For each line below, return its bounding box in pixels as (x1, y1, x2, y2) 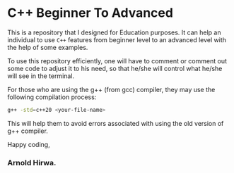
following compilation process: (7, 93, 97, 101)
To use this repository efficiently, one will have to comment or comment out (7, 56, 228, 65)
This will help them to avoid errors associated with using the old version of (7, 119, 224, 127)
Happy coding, (7, 140, 51, 148)
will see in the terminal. (7, 72, 75, 80)
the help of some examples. (7, 43, 88, 51)
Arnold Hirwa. (7, 158, 57, 167)
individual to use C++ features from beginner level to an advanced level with (7, 35, 227, 44)
